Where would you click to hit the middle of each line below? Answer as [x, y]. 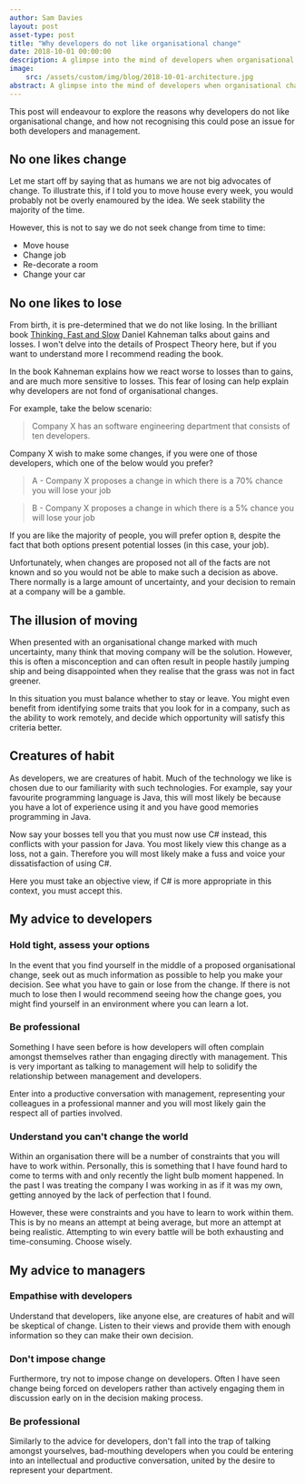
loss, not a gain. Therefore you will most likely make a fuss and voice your [148, 853]
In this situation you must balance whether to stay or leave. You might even [150, 699]
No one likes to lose [66, 303]
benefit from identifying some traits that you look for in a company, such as [150, 708]
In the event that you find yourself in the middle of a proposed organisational [152, 964]
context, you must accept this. [66, 890]
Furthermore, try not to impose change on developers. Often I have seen [145, 1378]
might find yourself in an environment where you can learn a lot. [129, 1004]
